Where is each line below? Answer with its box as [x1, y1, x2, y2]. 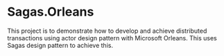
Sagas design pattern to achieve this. [7, 41, 113, 49]
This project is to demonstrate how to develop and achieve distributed [7, 27, 207, 35]
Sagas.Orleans [7, 4, 94, 20]
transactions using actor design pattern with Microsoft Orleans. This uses [7, 33, 217, 42]
